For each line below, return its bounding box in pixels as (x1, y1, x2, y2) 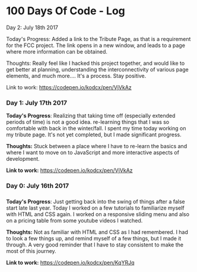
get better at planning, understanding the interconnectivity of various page (6, 65, 189, 73)
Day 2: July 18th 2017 (6, 24, 58, 31)
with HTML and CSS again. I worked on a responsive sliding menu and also (6, 210, 190, 218)
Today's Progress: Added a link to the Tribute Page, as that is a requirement (6, 35, 191, 42)
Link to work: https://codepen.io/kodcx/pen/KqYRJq (6, 259, 135, 266)
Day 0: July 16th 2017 (6, 182, 69, 190)
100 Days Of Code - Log (6, 4, 126, 18)
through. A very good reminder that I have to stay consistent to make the (6, 241, 184, 248)
